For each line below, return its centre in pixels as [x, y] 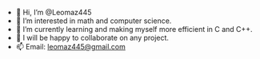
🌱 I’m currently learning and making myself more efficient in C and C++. [134, 29]
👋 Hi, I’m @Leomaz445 [54, 12]
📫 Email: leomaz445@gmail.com [71, 47]
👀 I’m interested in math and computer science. [94, 21]
